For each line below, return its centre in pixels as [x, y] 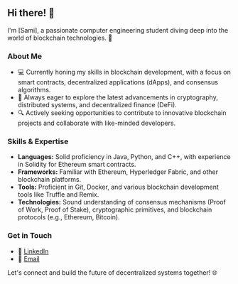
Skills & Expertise [38, 141]
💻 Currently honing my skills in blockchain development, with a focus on [124, 72]
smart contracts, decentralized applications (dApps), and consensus [118, 82]
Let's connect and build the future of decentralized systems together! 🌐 [113, 272]
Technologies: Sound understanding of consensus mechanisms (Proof [121, 202]
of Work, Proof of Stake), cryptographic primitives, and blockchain [115, 209]
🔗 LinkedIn [33, 251]
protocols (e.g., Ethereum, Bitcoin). [69, 217]
